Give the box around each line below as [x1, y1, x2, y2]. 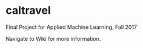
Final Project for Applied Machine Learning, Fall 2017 [5, 23, 138, 31]
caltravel [5, 4, 51, 17]
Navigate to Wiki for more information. [5, 35, 101, 42]
